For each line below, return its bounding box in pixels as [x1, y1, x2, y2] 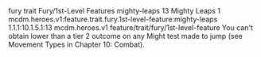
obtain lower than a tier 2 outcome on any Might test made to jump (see [8, 32, 243, 40]
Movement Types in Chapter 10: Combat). [8, 40, 145, 49]
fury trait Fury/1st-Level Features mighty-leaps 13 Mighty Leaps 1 [8, 6, 221, 15]
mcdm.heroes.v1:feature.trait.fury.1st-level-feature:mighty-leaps [8, 14, 218, 24]
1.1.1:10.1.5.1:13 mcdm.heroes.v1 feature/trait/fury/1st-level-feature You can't [8, 23, 253, 32]
